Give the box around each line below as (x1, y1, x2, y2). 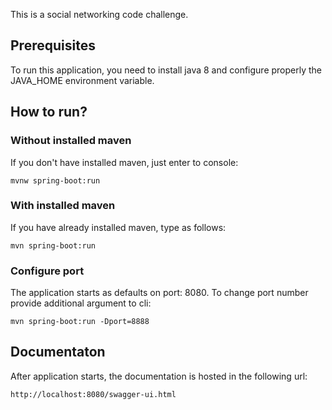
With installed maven (10, 199, 116, 213)
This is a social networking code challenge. (10, 9, 189, 20)
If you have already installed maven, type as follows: (10, 221, 227, 233)
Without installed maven (10, 134, 132, 148)
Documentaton (10, 344, 106, 361)
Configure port (10, 264, 85, 278)
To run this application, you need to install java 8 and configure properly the (10, 64, 323, 76)
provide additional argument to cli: (10, 297, 152, 309)
